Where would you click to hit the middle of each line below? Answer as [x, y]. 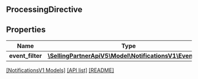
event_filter [26, 56]
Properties [26, 30]
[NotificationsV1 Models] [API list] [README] [60, 70]
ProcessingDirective [44, 10]
